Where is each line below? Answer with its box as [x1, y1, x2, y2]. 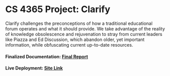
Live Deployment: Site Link [5, 65, 63, 71]
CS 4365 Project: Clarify [5, 4, 110, 15]
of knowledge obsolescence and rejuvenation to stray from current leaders [5, 31, 163, 37]
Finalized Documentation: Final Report [5, 53, 88, 59]
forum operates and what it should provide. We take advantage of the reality [5, 25, 165, 31]
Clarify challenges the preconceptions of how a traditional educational [5, 20, 153, 26]
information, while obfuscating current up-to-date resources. [5, 42, 133, 48]
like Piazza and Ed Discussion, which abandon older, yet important [5, 36, 145, 43]
